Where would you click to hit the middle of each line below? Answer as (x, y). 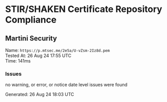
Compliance (31, 20)
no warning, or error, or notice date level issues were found (66, 85)
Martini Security (31, 38)
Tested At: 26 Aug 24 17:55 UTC (38, 55)
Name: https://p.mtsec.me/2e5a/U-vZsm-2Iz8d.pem (58, 50)
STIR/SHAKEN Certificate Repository (84, 9)
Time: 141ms (18, 61)
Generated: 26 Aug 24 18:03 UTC (40, 94)
